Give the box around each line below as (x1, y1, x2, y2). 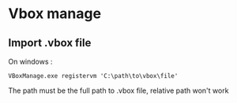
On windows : (8, 57, 53, 66)
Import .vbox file (8, 36, 92, 50)
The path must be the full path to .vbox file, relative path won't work (8, 86, 229, 95)
